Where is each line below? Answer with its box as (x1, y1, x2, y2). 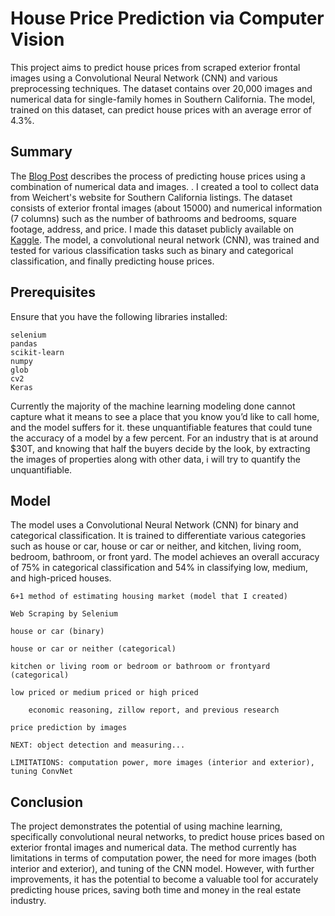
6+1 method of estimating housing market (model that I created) (10, 592, 288, 602)
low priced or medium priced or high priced (10, 688, 199, 698)
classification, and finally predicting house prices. (10, 255, 215, 267)
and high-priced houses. (10, 572, 112, 584)
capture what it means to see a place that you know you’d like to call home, (10, 410, 320, 422)
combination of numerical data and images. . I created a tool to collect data (10, 180, 319, 192)
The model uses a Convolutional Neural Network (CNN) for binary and (10, 519, 299, 531)
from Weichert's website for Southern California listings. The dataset (10, 191, 293, 203)
